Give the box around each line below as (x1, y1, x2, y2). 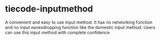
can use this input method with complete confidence (5, 29, 110, 35)
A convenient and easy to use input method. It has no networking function (5, 19, 153, 25)
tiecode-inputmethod (5, 3, 93, 14)
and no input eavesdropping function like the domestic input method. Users (5, 24, 156, 30)
